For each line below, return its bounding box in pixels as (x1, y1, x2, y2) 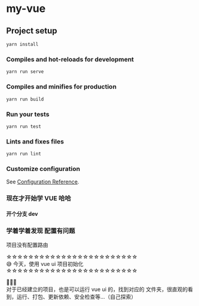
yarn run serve (6, 69, 44, 75)
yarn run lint (6, 151, 42, 157)
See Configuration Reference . (6, 178, 79, 185)
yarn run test (6, 123, 42, 130)
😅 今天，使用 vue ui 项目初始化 (6, 261, 84, 268)
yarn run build (6, 96, 44, 102)
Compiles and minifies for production (6, 82, 117, 91)
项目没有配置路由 (6, 241, 48, 249)
